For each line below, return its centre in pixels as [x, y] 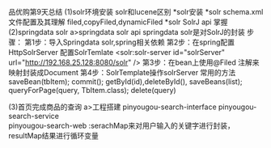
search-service [34, 116]
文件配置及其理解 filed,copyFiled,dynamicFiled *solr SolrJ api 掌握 [118, 22]
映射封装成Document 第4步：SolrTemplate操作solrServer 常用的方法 [122, 72]
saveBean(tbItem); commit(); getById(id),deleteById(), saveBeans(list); [125, 82]
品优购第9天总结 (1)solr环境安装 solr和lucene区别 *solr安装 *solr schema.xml [136, 12]
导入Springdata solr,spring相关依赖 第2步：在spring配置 [142, 42]
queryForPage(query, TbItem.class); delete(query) [92, 90]
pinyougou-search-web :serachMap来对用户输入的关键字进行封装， [121, 125]
